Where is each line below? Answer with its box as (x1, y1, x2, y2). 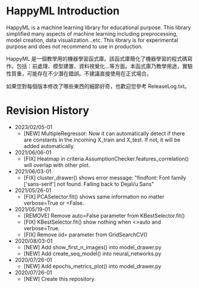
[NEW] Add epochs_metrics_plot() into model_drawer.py (23, 262, 162, 270)
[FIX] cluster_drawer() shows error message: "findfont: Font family (23, 174, 187, 181)
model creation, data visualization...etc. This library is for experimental (6, 36, 178, 43)
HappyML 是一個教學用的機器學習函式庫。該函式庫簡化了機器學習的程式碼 (6, 55, 188, 62)
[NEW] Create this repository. (23, 275, 96, 282)
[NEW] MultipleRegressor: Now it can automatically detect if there (23, 130, 185, 137)
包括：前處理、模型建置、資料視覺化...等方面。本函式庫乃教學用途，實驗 (16, 62, 193, 70)
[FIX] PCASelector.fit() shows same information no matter (23, 193, 165, 200)
